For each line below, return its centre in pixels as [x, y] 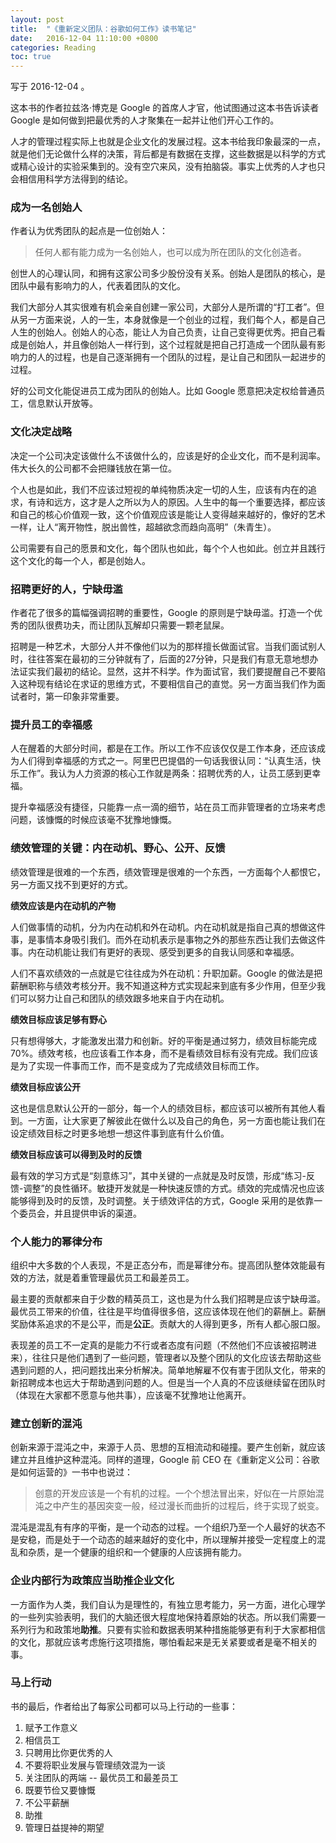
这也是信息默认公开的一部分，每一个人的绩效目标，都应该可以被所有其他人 [163, 1108]
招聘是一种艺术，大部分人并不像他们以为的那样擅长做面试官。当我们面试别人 [168, 647]
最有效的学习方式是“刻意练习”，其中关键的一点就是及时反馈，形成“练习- [158, 1175]
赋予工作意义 [51, 1727]
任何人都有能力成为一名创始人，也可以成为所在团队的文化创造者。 [170, 252]
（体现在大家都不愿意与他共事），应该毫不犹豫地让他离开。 [131, 1395]
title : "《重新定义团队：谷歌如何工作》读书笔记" [103, 29]
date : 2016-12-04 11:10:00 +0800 [84, 38]
